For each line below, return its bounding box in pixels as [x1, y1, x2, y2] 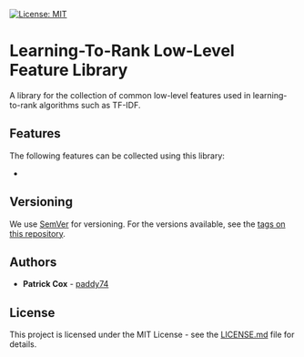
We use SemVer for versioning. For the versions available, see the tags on [9, 219, 286, 229]
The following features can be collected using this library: [9, 150, 226, 161]
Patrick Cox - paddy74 [22, 279, 109, 290]
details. [9, 339, 37, 350]
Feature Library [9, 60, 128, 81]
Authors [9, 254, 57, 270]
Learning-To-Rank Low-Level [9, 41, 235, 61]
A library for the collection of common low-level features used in [9, 89, 251, 100]
